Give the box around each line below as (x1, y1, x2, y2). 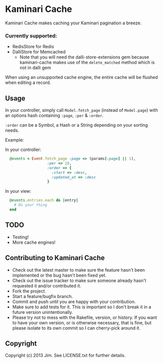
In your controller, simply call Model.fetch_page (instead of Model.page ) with (5, 107, 158, 113)
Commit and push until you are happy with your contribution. (12, 298, 136, 304)
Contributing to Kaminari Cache (5, 254, 105, 262)
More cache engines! (12, 239, 56, 245)
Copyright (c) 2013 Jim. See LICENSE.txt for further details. (5, 353, 126, 359)
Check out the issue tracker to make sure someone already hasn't (12, 277, 147, 284)
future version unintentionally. (12, 309, 73, 315)
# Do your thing (14, 203, 48, 208)
